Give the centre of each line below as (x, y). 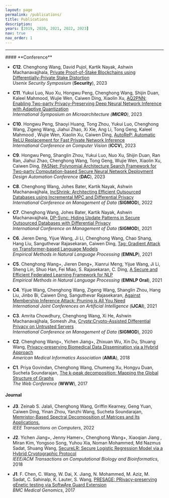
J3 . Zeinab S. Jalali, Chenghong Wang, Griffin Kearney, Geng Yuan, (82, 406)
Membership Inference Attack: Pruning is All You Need (69, 300)
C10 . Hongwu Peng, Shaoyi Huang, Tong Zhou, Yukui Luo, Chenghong (86, 124)
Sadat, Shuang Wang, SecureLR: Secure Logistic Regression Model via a (88, 448)
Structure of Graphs (33, 378)
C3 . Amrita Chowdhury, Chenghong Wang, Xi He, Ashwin (72, 315)
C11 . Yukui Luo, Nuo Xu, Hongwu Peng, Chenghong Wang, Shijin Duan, (86, 93)
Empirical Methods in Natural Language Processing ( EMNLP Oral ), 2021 (87, 280)
